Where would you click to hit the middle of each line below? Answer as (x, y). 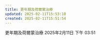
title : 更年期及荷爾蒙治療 (29, 9)
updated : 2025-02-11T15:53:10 (36, 14)
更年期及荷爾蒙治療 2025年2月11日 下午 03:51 (50, 33)
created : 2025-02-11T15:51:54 (36, 18)
